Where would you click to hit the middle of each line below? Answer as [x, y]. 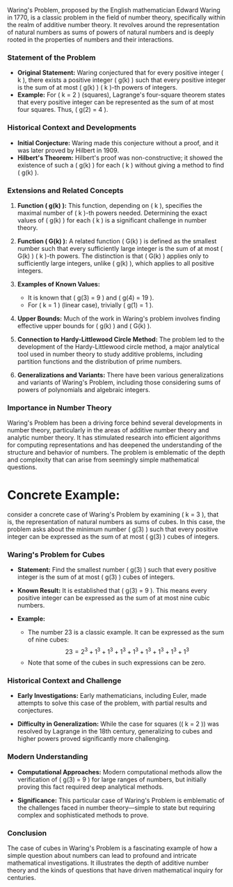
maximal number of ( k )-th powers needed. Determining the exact [112, 213]
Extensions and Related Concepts [65, 190]
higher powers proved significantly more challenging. [94, 739]
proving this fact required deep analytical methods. [90, 787]
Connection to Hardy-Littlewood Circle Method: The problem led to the [121, 339]
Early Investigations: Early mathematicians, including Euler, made [112, 696]
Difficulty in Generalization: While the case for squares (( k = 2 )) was [118, 724]
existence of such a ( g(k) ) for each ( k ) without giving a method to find [121, 165]
